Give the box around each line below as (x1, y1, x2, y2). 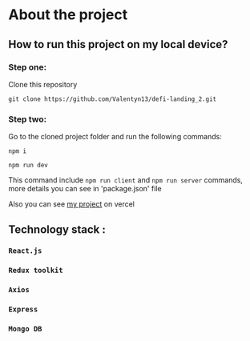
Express (8, 305, 38, 314)
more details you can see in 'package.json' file (8, 184, 162, 194)
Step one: (8, 62, 46, 73)
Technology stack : (8, 223, 106, 236)
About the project (8, 6, 128, 24)
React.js (8, 247, 42, 255)
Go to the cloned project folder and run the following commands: (8, 132, 222, 142)
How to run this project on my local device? (8, 38, 228, 51)
